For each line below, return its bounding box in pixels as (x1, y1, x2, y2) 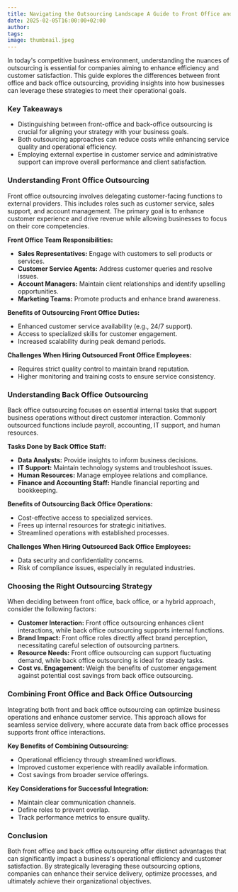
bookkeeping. (17, 486, 58, 495)
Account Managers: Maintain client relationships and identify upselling (17, 279, 225, 288)
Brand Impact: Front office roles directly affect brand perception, (17, 634, 208, 642)
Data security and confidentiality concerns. (17, 556, 144, 564)
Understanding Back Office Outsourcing (7, 389, 149, 399)
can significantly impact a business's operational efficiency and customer (7, 854, 222, 862)
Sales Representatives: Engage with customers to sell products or (17, 249, 212, 257)
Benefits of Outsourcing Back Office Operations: (7, 500, 154, 508)
